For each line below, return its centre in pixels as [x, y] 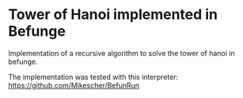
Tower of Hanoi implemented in [113, 15]
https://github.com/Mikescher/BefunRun [74, 85]
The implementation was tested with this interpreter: [93, 77]
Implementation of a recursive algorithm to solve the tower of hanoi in [121, 53]
